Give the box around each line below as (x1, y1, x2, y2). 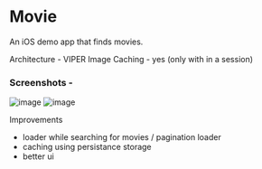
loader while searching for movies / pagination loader (22, 132, 221, 143)
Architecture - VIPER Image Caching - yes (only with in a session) (9, 53, 254, 64)
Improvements (9, 115, 63, 126)
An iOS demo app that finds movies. (9, 36, 144, 47)
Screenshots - (9, 76, 74, 89)
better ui (22, 151, 54, 162)
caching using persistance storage (22, 142, 152, 153)
